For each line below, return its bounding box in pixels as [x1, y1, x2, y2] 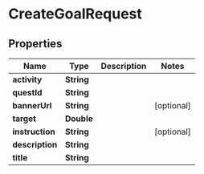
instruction [12, 126, 55, 137]
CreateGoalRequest [8, 5, 143, 23]
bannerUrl [12, 100, 52, 111]
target [12, 113, 36, 124]
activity [12, 74, 43, 85]
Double [64, 113, 94, 124]
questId [12, 87, 43, 98]
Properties [8, 37, 63, 51]
